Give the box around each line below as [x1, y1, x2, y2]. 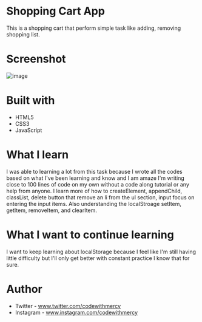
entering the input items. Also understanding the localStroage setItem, [6, 200, 182, 207]
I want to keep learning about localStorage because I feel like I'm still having [6, 248, 196, 255]
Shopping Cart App [6, 4, 105, 18]
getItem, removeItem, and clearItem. [6, 207, 97, 214]
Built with [6, 94, 55, 108]
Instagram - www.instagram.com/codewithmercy [15, 309, 138, 316]
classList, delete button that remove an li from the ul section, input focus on [6, 193, 195, 201]
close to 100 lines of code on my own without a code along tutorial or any [6, 180, 190, 188]
